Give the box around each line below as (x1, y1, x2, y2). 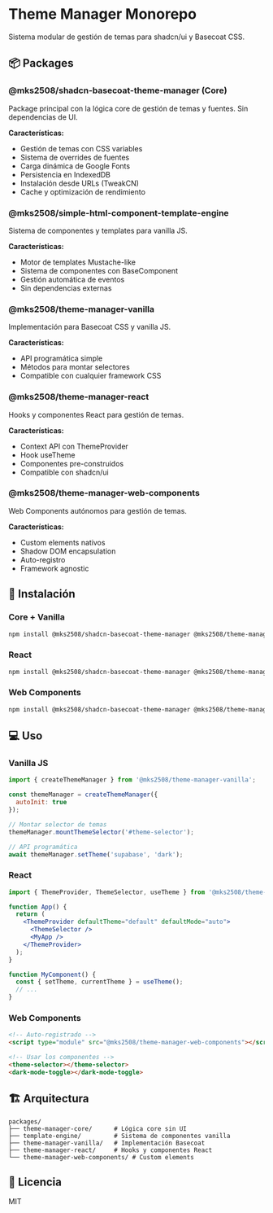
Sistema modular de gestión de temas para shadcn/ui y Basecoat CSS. (8, 32, 245, 42)
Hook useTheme (19, 449, 76, 460)
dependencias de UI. (8, 112, 79, 122)
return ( (15, 910, 45, 918)
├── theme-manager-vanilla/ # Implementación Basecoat (8, 1139, 206, 1147)
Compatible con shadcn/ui (19, 467, 109, 477)
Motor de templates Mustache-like (19, 257, 136, 267)
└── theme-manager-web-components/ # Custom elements (8, 1153, 195, 1161)
